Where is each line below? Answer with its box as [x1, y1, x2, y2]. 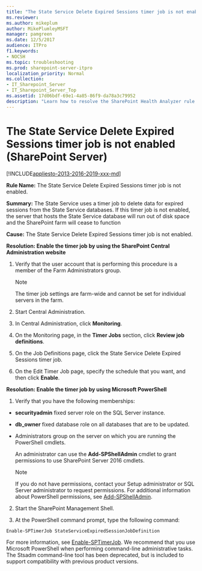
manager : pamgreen [6, 31, 52, 37]
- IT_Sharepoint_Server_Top [6, 87, 77, 93]
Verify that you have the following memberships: [14, 397, 135, 404]
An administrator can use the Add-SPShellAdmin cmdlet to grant [14, 450, 177, 458]
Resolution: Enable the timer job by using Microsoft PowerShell [6, 385, 167, 393]
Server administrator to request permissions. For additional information [14, 486, 191, 494]
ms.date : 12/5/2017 [6, 37, 55, 43]
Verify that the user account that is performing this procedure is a [14, 260, 177, 267]
